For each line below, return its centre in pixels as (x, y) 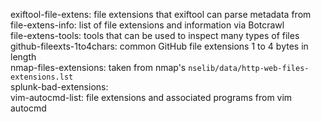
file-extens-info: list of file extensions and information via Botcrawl (147, 25)
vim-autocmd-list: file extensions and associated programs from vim (151, 97)
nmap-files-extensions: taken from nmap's (98, 67)
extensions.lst (42, 77)
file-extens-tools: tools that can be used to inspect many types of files (155, 35)
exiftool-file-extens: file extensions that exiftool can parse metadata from (161, 14)
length (23, 57)
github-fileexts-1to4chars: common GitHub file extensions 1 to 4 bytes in (159, 46)
